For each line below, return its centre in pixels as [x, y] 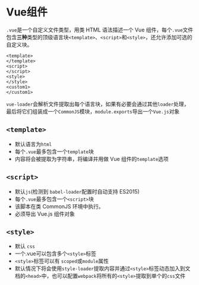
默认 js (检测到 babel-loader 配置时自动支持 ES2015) [77, 191]
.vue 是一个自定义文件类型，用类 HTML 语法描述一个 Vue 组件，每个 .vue [94, 30]
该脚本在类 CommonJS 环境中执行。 [59, 206]
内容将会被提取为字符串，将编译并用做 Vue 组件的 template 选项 [92, 159]
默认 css [25, 246]
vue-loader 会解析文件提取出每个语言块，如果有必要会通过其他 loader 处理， [98, 104]
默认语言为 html [33, 144]
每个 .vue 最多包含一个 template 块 [54, 151]
